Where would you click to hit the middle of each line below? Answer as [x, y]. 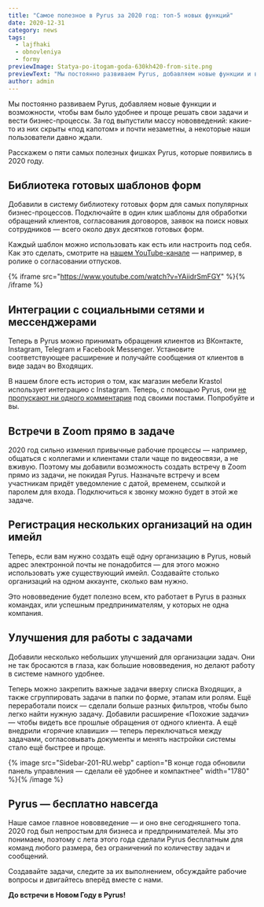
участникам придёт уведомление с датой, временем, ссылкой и [117, 483]
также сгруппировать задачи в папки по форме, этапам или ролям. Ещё [130, 697]
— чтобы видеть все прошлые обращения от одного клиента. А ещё [123, 722]
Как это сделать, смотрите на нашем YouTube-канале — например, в [125, 253]
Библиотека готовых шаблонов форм [105, 185]
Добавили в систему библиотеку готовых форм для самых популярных [128, 205]
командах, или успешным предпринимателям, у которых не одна [119, 605]
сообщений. [28, 856]
